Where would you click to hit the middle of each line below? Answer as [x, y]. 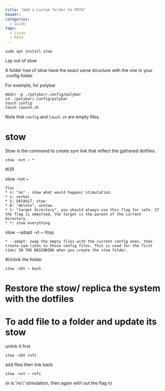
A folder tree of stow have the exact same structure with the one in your [79, 70]
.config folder [19, 75]
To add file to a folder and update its [81, 322]
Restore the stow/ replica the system [83, 288]
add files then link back [29, 365]
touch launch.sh [22, 107]
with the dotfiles [39, 299]
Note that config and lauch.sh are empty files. [53, 117]
